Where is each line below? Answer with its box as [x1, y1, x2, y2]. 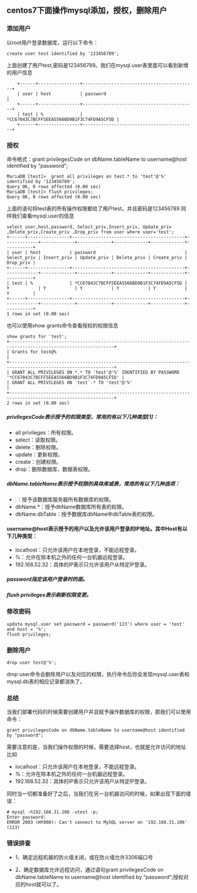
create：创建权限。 [15, 458, 62, 465]
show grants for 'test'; [6, 333, 67, 339]
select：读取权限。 [15, 436, 61, 443]
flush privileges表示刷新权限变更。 [6, 591, 92, 598]
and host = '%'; [6, 626, 46, 632]
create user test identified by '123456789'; [6, 50, 119, 57]
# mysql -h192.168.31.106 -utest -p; [6, 809, 99, 815]
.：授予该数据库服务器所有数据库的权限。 [15, 496, 115, 503]
